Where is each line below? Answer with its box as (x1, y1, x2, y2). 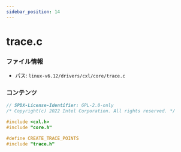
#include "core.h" (6, 124, 52, 131)
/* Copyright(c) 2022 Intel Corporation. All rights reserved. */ (6, 108, 176, 114)
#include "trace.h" (6, 141, 55, 147)
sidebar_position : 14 (6, 8, 61, 15)
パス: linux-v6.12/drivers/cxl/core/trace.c (14, 72, 126, 79)
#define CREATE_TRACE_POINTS (6, 135, 79, 141)
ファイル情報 (6, 57, 44, 65)
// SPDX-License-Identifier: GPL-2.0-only (6, 103, 114, 109)
